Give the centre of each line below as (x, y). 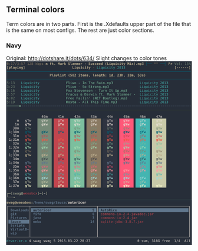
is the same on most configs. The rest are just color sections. (80, 30)
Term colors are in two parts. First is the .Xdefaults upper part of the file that (99, 24)
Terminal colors (35, 10)
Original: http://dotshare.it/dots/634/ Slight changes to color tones (86, 58)
